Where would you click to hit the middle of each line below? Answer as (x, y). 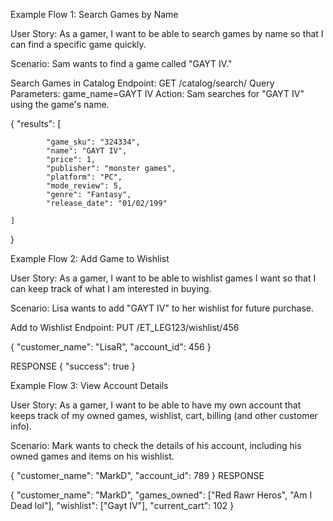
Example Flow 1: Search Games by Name (94, 14)
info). (21, 426)
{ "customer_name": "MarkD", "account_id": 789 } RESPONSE (137, 475)
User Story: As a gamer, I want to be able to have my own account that (156, 405)
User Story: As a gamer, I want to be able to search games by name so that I (167, 33)
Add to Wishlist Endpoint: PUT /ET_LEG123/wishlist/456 (125, 327)
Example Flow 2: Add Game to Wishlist (90, 258)
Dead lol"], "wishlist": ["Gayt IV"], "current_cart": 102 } (122, 505)
